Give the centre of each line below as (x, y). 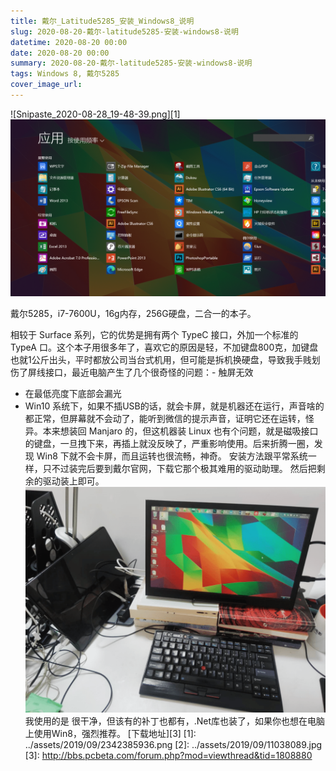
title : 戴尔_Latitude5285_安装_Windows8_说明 (102, 21)
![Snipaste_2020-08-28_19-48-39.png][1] (95, 114)
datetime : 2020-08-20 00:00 (69, 42)
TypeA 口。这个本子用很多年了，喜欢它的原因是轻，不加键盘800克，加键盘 (164, 347)
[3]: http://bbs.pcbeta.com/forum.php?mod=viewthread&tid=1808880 (168, 755)
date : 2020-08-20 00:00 (60, 53)
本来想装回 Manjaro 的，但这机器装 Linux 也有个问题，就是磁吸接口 (180, 431)
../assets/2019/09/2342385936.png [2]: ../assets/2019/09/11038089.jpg (173, 744)
